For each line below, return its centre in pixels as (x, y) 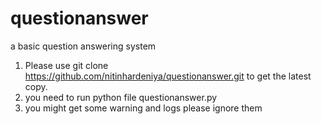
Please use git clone (66, 65)
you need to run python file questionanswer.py (121, 97)
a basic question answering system (83, 46)
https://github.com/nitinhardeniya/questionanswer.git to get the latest (168, 76)
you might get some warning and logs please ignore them (143, 108)
